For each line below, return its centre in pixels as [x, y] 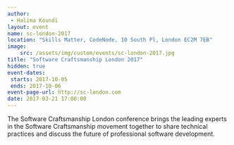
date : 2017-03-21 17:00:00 [47, 99]
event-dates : [26, 72]
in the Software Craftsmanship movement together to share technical [107, 126]
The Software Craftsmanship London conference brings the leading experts [117, 119]
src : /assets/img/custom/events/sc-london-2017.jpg [97, 53]
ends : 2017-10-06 [36, 86]
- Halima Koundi [34, 20]
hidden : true [26, 66]
